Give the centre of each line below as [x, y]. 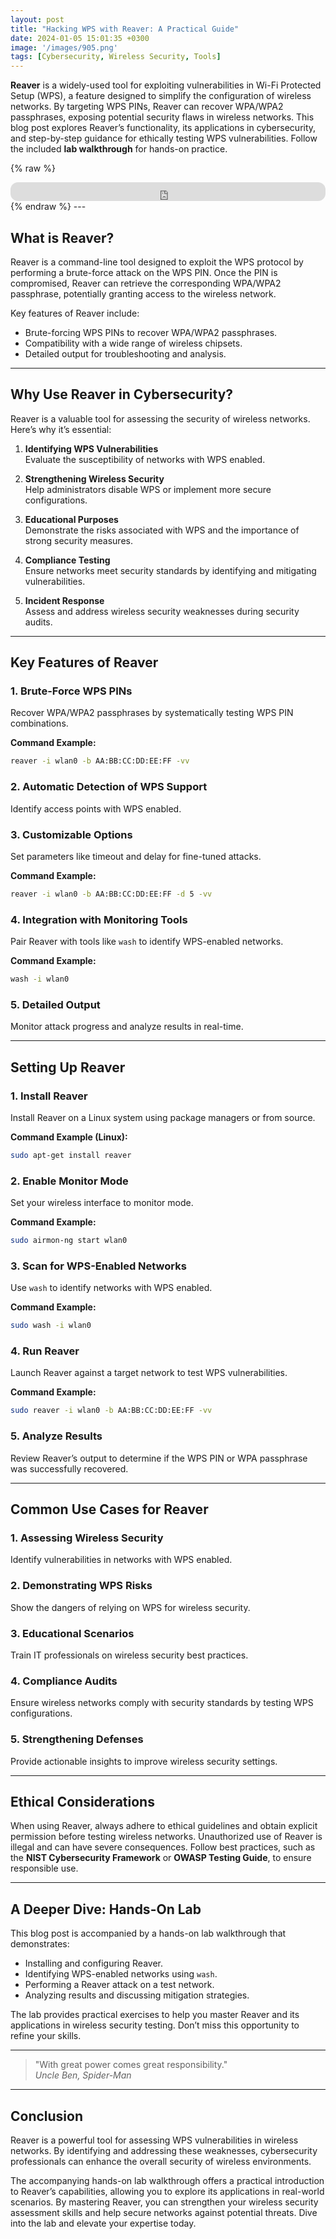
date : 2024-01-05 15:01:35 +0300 [80, 38]
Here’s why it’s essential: [61, 429]
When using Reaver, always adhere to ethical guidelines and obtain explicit [164, 1826]
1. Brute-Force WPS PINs [71, 691]
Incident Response [64, 600]
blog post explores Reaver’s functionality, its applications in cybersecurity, [163, 128]
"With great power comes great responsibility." [131, 2065]
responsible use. [44, 1868]
